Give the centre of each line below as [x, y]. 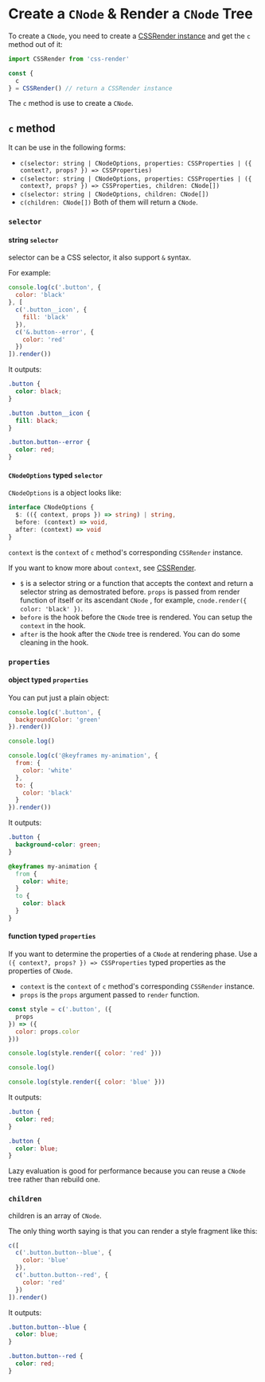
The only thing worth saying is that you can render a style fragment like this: [133, 1231]
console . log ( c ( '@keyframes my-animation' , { [83, 756]
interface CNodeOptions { [51, 508]
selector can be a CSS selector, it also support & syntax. [100, 258]
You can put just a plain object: [59, 697]
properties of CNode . [41, 971]
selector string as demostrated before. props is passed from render [130, 591]
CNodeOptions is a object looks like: [65, 493]
